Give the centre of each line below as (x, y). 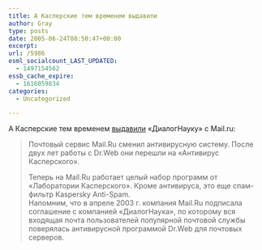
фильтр (41, 194)
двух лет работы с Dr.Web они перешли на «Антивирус (124, 153)
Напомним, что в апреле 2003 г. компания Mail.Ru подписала (135, 203)
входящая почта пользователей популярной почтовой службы (137, 220)
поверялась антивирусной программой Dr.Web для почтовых (135, 229)
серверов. (46, 237)
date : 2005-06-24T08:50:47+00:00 (65, 38)
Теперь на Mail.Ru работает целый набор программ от (123, 177)
